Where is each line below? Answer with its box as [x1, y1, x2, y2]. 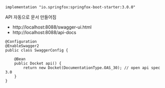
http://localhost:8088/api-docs [12, 29, 77, 35]
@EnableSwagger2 [5, 43, 39, 48]
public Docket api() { [14, 61, 62, 66]
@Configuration [5, 39, 37, 44]
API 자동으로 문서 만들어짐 [5, 14, 57, 20]
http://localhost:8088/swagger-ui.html [12, 24, 92, 30]
